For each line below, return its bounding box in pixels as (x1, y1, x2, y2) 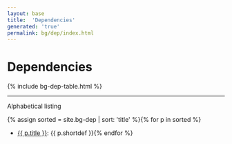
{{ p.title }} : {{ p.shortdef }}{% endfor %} (17, 129, 133, 137)
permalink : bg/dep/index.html (7, 29, 95, 37)
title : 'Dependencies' (7, 17, 76, 24)
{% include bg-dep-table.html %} (7, 82, 102, 91)
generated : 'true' (7, 23, 60, 30)
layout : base (7, 10, 45, 17)
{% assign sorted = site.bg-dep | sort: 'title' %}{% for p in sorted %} (7, 116, 202, 124)
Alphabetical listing (7, 102, 61, 111)
